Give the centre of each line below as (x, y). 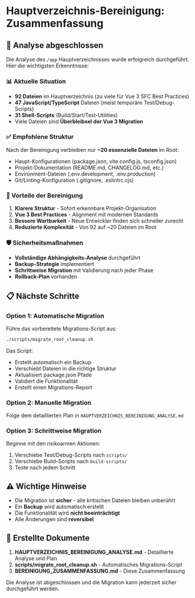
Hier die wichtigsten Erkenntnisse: (48, 66)
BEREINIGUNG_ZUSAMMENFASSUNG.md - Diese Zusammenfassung (100, 571)
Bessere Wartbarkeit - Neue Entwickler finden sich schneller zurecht (99, 220)
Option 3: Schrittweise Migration (54, 431)
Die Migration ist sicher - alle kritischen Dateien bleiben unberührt (95, 500)
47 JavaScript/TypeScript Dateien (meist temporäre (78, 103)
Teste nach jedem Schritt (45, 467)
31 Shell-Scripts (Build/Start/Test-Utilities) (66, 115)
